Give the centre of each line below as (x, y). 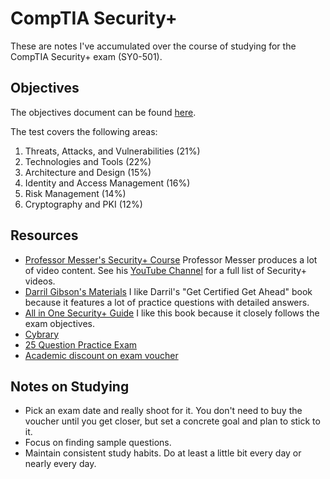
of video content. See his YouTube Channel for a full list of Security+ (165, 270)
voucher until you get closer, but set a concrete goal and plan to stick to (172, 421)
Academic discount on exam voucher (101, 355)
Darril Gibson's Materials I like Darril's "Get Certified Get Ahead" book (168, 291)
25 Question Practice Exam (81, 344)
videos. (40, 281)
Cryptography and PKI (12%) (83, 204)
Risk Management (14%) (75, 193)
